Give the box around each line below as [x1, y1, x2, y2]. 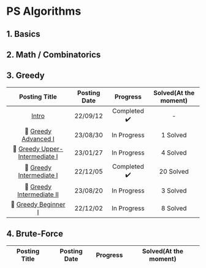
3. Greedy [6, 71, 45, 81]
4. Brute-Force [6, 229, 63, 239]
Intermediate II [17, 190, 59, 199]
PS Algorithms [6, 4, 82, 18]
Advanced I [21, 134, 55, 143]
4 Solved [161, 148, 187, 157]
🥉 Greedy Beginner [10, 200, 66, 209]
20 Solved [159, 167, 189, 176]
